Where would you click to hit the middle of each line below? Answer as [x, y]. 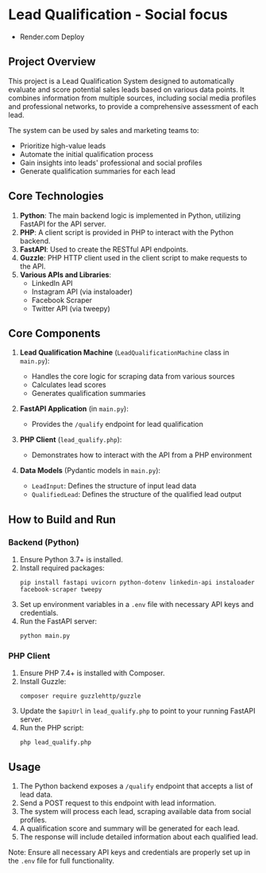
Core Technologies [56, 196]
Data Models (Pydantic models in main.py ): [90, 471]
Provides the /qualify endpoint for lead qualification [118, 425]
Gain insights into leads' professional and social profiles [111, 162]
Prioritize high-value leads [63, 146]
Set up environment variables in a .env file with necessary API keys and [137, 605]
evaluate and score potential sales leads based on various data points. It [126, 89]
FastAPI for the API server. [63, 224]
